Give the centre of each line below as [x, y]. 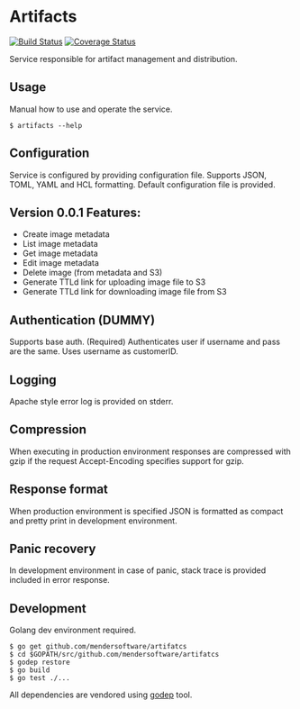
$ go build [30, 670]
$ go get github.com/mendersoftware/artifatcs [98, 647]
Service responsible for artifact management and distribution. [123, 59]
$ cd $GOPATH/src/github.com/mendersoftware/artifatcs [114, 655]
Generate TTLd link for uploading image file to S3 [114, 282]
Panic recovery [53, 549]
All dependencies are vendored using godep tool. [101, 695]
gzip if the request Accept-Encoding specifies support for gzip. [127, 460]
